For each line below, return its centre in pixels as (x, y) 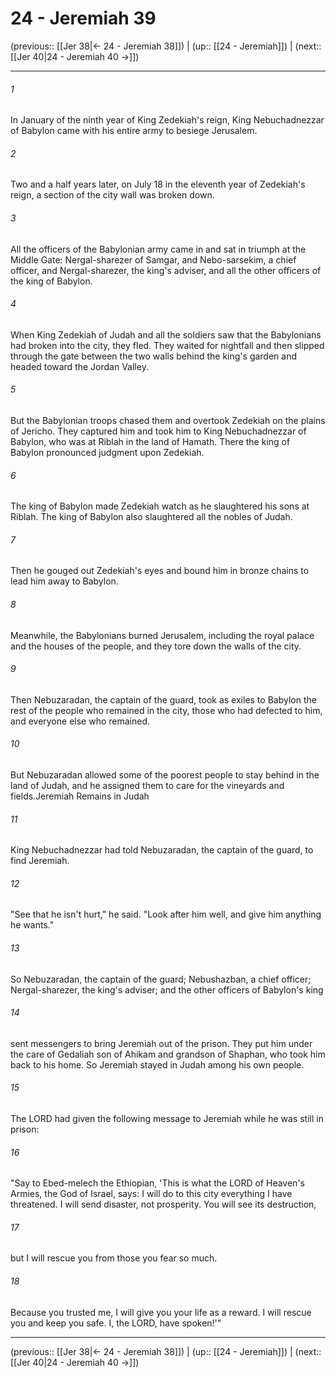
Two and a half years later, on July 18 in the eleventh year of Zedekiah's (158, 184)
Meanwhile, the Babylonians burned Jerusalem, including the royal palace (162, 635)
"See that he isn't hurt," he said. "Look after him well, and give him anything (166, 914)
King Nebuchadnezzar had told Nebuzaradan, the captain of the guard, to (162, 850)
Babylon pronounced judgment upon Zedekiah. (107, 452)
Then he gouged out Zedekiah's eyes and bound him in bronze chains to (160, 571)
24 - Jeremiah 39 (83, 18)
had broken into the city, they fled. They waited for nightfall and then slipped (167, 345)
